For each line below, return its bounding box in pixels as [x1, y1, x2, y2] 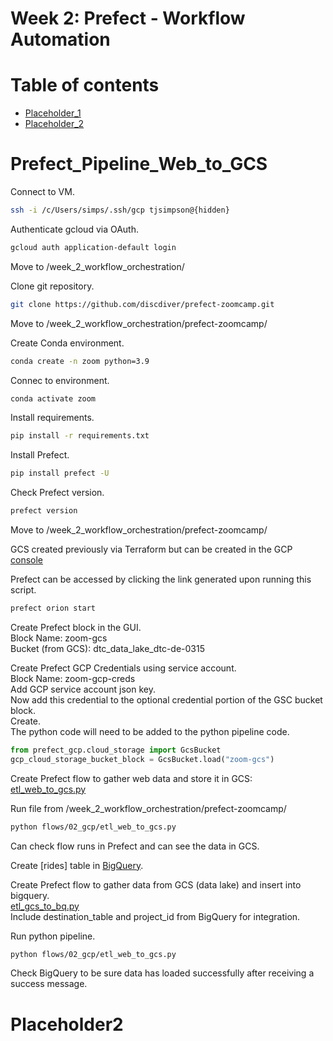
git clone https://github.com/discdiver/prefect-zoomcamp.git [10, 299, 275, 309]
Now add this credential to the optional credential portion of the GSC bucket [10, 693, 323, 706]
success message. [10, 978, 88, 990]
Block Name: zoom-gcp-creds [10, 672, 136, 684]
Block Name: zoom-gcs [10, 632, 108, 644]
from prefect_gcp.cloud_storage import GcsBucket [10, 745, 222, 755]
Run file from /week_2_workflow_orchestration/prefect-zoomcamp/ [10, 802, 287, 814]
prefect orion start [10, 603, 97, 614]
